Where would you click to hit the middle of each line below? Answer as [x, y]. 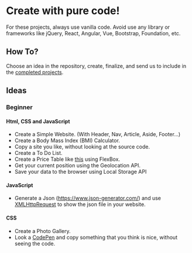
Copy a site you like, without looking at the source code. [82, 147]
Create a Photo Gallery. [42, 231]
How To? [23, 52]
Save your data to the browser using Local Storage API [80, 172]
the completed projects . [35, 72]
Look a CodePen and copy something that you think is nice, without [96, 237]
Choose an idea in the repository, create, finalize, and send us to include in [96, 66]
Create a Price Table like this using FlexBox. [67, 159]
